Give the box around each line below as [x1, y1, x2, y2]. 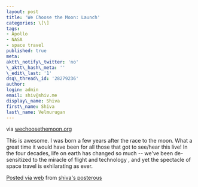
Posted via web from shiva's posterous [6, 174, 102, 182]
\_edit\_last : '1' [6, 70, 52, 76]
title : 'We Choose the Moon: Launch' [6, 14, 100, 20]
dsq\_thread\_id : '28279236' [6, 76, 79, 82]
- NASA [6, 37, 23, 43]
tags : [6, 25, 20, 32]
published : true [6, 48, 47, 54]
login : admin [6, 87, 39, 93]
